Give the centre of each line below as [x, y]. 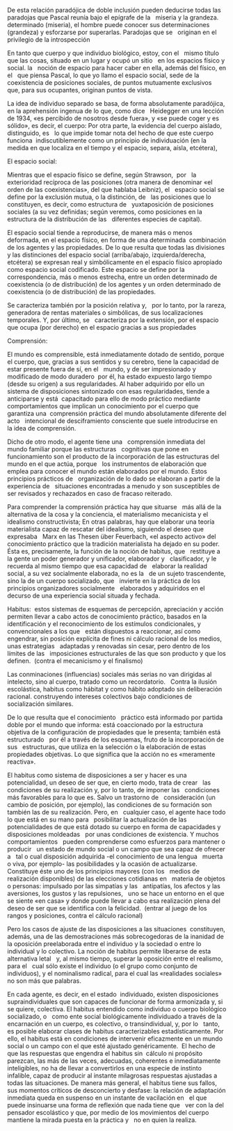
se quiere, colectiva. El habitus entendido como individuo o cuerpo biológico [117, 1009]
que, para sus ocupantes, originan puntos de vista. [80, 90]
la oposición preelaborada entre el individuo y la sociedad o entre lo [104, 944]
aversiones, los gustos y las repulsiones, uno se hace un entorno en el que [116, 893]
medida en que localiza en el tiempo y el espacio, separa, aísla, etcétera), [112, 148]
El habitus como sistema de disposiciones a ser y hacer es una [97, 775]
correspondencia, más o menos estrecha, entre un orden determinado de [112, 277]
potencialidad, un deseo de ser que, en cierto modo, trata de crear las [109, 783]
